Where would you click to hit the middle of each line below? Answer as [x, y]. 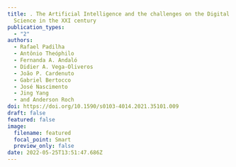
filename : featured [43, 133]
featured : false [31, 119]
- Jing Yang [32, 93]
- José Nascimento [41, 87]
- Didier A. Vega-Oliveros [54, 67]
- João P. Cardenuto [44, 73]
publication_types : [36, 27]
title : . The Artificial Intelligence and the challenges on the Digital [119, 14]
